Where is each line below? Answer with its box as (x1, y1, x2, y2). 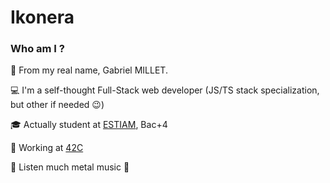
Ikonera (10, 6, 75, 29)
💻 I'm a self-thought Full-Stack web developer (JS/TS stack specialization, (10, 84, 320, 96)
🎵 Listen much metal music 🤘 (10, 161, 130, 173)
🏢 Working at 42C (10, 142, 84, 154)
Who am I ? (10, 42, 65, 56)
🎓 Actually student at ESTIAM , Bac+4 (10, 119, 168, 131)
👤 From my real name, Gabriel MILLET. (10, 64, 168, 76)
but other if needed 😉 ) (10, 99, 105, 111)
